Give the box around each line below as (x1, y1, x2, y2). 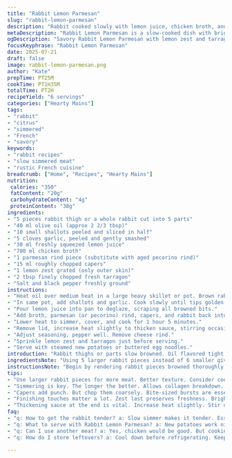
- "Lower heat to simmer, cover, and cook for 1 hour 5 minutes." (7, 318, 202, 325)
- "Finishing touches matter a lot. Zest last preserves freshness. (7, 395, 209, 403)
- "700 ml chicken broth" (7, 248, 81, 255)
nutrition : (7, 177, 39, 184)
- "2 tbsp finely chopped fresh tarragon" (7, 274, 131, 280)
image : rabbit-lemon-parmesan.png (7, 61, 107, 68)
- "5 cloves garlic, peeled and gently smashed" (7, 235, 150, 242)
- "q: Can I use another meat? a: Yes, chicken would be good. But (7, 428, 206, 435)
